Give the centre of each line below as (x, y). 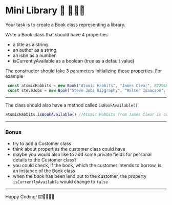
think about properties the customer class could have (69, 149)
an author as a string (35, 50)
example (14, 76)
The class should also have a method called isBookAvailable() (72, 105)
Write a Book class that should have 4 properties (57, 34)
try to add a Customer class (42, 143)
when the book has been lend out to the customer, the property (80, 176)
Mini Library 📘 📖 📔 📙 (45, 11)
